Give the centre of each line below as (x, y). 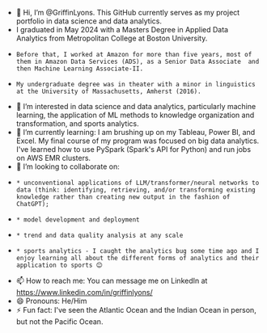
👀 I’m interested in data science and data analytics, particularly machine (136, 106)
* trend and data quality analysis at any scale (100, 235)
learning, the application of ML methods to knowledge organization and (135, 115)
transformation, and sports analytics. (77, 124)
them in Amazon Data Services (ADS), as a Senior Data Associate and (138, 61)
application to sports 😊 (59, 265)
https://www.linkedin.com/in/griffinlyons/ (84, 292)
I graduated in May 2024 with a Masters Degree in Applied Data (122, 30)
